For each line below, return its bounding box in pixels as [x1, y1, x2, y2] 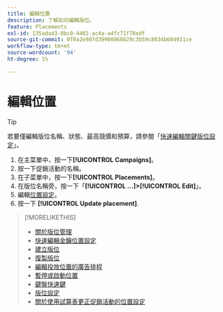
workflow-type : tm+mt [7, 43, 71, 50]
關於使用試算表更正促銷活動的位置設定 [34, 297, 145, 306]
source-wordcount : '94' [7, 50, 77, 57]
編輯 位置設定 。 [17, 190, 61, 199]
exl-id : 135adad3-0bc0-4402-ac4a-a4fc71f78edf [7, 29, 145, 37]
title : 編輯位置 [7, 10, 50, 17]
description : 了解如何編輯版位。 [7, 17, 96, 24]
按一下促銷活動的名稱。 [17, 164, 85, 172]
